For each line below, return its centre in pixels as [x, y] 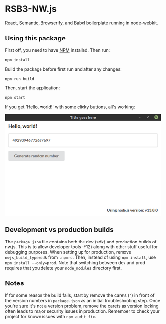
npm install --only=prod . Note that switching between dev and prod [75, 262]
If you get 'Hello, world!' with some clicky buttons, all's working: [70, 107]
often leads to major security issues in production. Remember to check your [82, 311]
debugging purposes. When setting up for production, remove [68, 252]
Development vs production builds [59, 230]
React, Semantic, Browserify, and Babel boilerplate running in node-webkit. [82, 23]
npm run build [20, 79]
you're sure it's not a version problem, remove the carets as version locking [82, 306]
